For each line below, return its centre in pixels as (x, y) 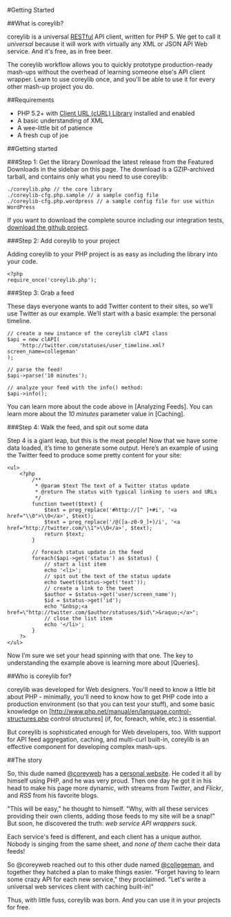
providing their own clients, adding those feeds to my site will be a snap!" (111, 816)
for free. (19, 907)
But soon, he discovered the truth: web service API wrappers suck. (102, 823)
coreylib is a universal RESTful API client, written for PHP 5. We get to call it (114, 37)
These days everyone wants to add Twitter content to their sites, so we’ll (110, 306)
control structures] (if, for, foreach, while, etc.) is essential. (134, 719)
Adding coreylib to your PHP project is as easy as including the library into (112, 254)
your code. (22, 261)
